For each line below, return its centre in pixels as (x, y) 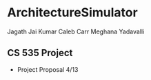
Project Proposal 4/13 (48, 69)
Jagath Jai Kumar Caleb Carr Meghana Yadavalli (76, 31)
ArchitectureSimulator (72, 13)
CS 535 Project (40, 53)
